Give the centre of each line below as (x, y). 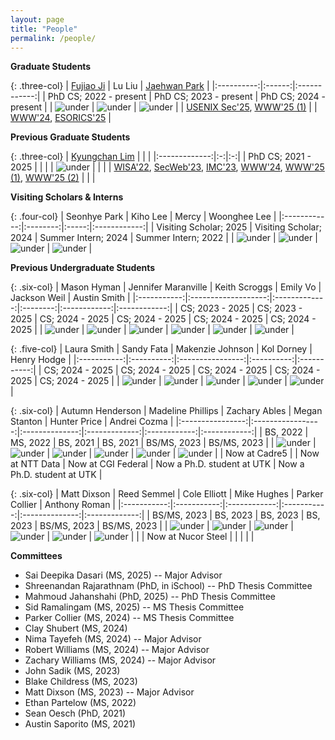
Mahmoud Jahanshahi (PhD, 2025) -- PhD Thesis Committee (150, 597)
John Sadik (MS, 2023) (72, 671)
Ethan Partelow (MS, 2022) (80, 703)
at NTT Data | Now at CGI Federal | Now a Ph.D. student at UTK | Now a (157, 464)
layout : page (37, 19)
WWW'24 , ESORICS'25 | (61, 118)
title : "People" (44, 29)
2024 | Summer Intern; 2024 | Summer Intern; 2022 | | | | (164, 238)
